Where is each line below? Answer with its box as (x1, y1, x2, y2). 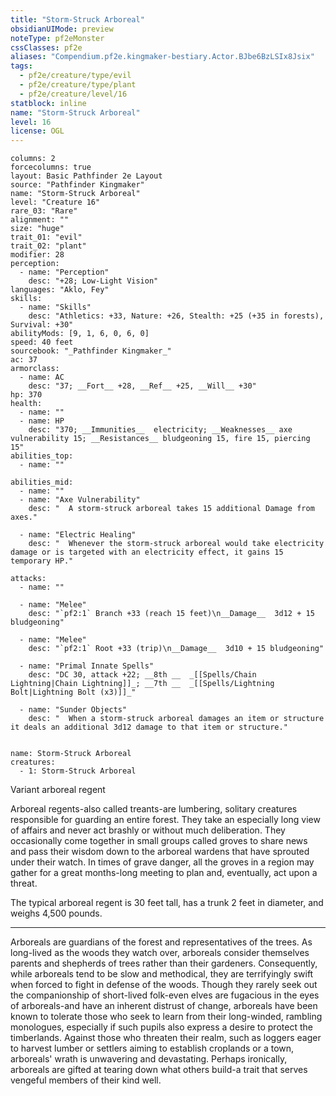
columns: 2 (10, 154, 56, 164)
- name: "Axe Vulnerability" (19, 495, 141, 505)
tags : (10, 61, 33, 71)
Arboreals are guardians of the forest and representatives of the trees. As (10, 936, 313, 948)
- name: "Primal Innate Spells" (19, 661, 155, 671)
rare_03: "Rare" (10, 206, 78, 216)
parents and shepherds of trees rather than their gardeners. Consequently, (10, 957, 318, 970)
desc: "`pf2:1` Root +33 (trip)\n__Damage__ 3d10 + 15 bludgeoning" (28, 644, 325, 654)
